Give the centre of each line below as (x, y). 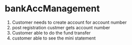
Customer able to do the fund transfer (51, 33)
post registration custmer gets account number (61, 27)
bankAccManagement (52, 9)
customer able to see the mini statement (54, 38)
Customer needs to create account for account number (69, 22)
